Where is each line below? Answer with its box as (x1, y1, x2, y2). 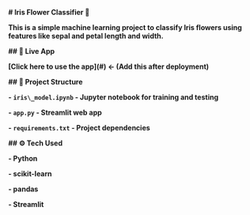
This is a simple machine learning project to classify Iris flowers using (8, 23, 243, 32)
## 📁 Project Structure (8, 77, 83, 86)
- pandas (8, 184, 39, 194)
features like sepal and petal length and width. (8, 32, 164, 40)
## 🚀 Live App (8, 47, 55, 55)
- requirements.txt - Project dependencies (8, 123, 150, 132)
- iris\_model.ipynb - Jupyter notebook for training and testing (8, 92, 219, 102)
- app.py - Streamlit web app (8, 107, 103, 117)
